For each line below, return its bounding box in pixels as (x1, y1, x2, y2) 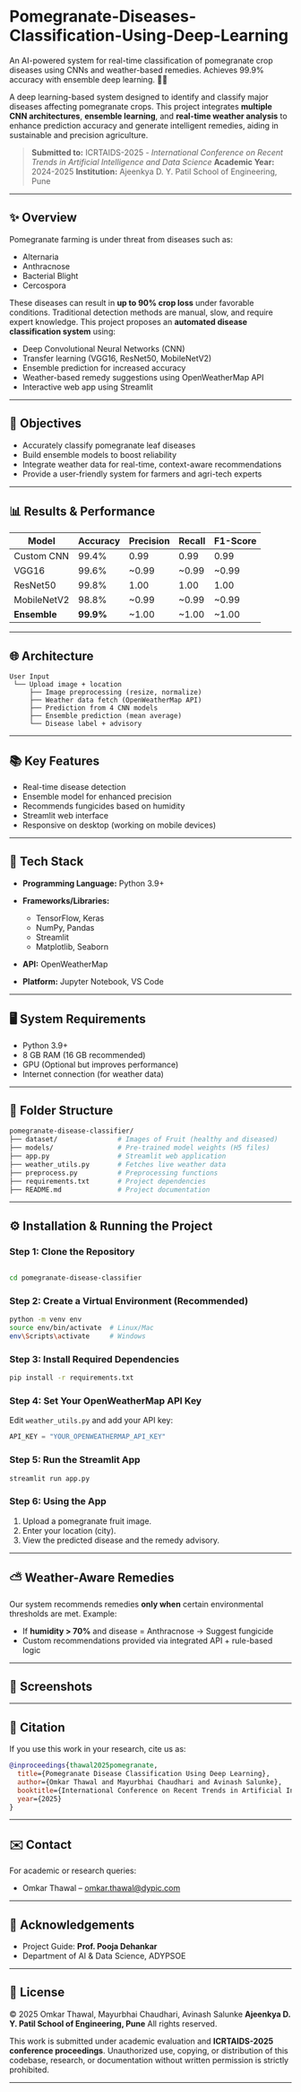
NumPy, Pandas (35, 922, 95, 932)
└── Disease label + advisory (29, 720, 142, 729)
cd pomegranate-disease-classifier (9, 1274, 142, 1282)
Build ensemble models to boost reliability (21, 449, 177, 460)
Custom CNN (13, 550, 70, 563)
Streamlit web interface (21, 810, 109, 820)
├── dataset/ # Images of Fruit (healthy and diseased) (9, 1135, 279, 1144)
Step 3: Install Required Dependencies (9, 1352, 180, 1365)
